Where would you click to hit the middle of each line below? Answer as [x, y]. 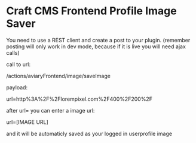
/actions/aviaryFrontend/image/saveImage [58, 76]
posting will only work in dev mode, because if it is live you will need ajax [96, 46]
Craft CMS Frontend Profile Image [92, 11]
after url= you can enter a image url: [50, 110]
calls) [13, 52]
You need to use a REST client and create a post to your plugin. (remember [98, 40]
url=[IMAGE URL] [27, 122]
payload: [17, 87]
